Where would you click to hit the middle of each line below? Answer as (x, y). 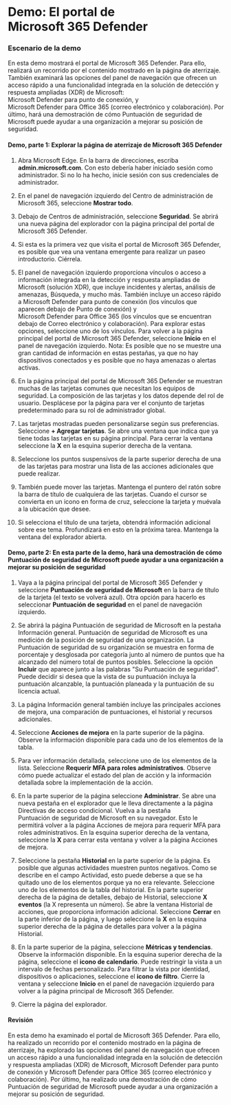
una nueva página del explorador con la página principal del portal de (116, 223)
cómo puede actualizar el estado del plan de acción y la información (114, 775)
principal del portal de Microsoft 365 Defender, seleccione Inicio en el (117, 338)
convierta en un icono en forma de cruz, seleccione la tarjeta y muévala (119, 501)
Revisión (21, 1020)
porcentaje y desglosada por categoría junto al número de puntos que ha (121, 654)
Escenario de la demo (44, 48)
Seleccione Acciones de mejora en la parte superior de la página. (111, 732)
